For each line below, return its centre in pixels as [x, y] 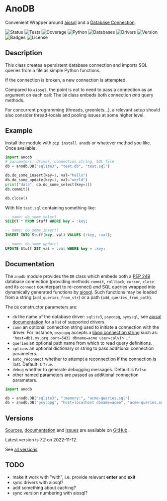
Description [24, 53]
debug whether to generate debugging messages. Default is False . [80, 369]
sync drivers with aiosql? [38, 482]
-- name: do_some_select [31, 217]
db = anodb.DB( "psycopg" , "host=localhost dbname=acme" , [65, 403]
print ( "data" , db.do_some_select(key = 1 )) [49, 185]
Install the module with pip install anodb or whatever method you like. [78, 143]
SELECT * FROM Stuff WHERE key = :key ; [46, 221]
